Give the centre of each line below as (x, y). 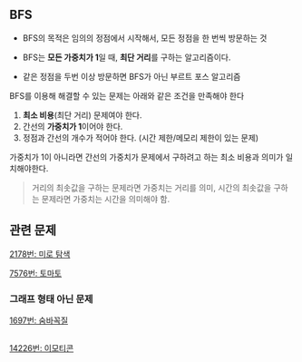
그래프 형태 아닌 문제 (51, 298)
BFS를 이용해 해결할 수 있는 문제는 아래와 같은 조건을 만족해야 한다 (127, 95)
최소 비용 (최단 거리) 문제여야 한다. (82, 115)
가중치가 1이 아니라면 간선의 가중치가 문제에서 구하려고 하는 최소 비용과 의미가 (146, 157)
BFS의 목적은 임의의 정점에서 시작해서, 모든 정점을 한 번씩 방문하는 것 (145, 38)
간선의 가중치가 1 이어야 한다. (73, 126)
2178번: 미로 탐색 (40, 254)
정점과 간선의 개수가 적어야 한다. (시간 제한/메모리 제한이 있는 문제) (141, 137)
